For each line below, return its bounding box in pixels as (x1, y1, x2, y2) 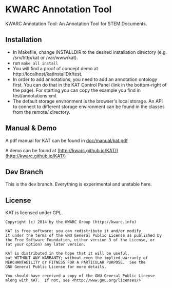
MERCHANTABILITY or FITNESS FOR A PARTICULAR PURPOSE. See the (5, 260, 146, 265)
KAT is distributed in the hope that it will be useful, (5, 251, 130, 256)
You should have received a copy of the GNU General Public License (5, 273, 155, 279)
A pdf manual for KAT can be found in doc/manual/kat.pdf (5, 137, 128, 143)
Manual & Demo (5, 124, 57, 133)
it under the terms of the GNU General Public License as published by (5, 233, 162, 238)
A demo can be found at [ (5, 147, 60, 153)
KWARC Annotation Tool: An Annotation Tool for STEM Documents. (5, 20, 147, 27)
